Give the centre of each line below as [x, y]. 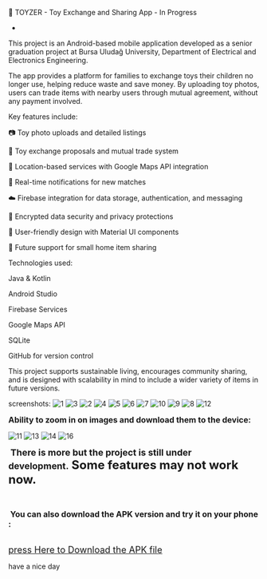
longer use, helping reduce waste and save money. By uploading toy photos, [134, 84]
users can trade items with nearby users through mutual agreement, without [133, 93]
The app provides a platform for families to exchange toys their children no [131, 75]
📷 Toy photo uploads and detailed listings [77, 133]
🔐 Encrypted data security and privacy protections [91, 216]
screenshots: [29, 404]
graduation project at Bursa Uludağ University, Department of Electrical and [132, 52]
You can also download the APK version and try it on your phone [134, 514]
